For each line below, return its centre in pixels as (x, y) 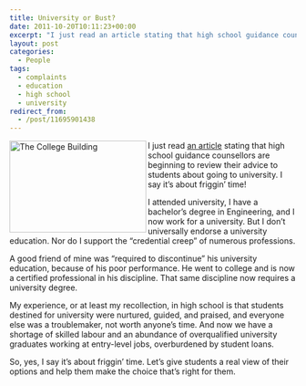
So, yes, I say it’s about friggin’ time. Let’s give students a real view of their (149, 362)
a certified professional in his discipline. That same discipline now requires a (153, 278)
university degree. (44, 287)
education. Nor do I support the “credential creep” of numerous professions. (153, 241)
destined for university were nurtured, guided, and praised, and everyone (147, 315)
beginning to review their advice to (213, 165)
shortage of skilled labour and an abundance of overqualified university (143, 335)
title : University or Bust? (63, 18)
